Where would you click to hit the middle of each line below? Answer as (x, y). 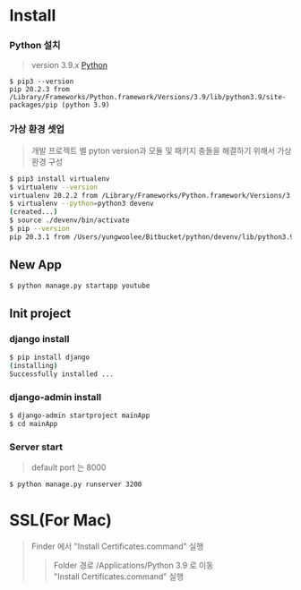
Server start (36, 447)
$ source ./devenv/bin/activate (69, 220)
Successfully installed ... (62, 374)
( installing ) (34, 366)
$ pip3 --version (42, 81)
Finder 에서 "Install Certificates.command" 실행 (117, 546)
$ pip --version (39, 229)
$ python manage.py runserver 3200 (76, 484)
